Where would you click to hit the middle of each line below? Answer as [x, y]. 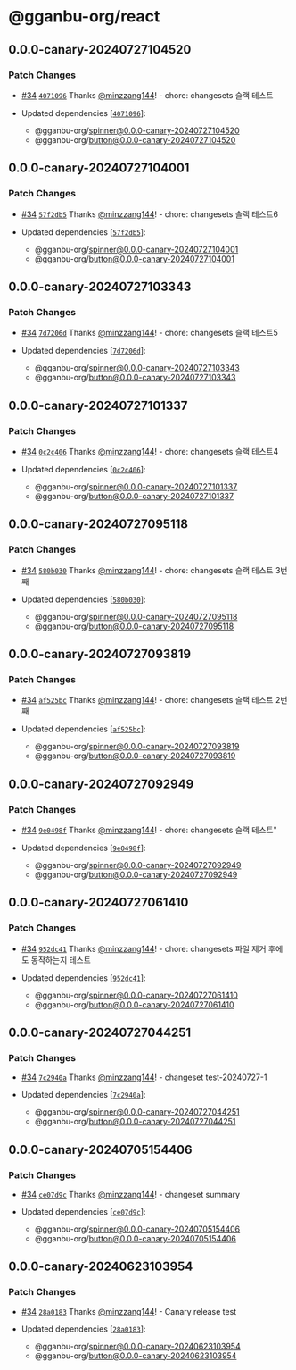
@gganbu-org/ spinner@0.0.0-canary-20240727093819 [137, 747]
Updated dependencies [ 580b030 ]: [83, 599]
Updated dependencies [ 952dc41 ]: [83, 977]
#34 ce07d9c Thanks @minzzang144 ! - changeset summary [131, 1195]
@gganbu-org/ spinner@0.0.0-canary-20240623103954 [138, 1346]
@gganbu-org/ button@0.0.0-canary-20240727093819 [135, 756]
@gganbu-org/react [84, 17]
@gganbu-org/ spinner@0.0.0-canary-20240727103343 [137, 368]
